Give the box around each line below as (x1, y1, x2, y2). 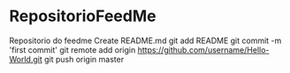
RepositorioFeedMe (9, 6, 156, 26)
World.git (9, 54, 42, 64)
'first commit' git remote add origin (9, 44, 136, 55)
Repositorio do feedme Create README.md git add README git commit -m (9, 35, 282, 46)
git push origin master (43, 54, 125, 64)
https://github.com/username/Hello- (137, 44, 270, 55)
